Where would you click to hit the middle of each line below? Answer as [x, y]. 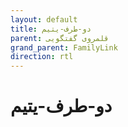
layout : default [44, 19]
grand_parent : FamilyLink [64, 47]
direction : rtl [42, 57]
